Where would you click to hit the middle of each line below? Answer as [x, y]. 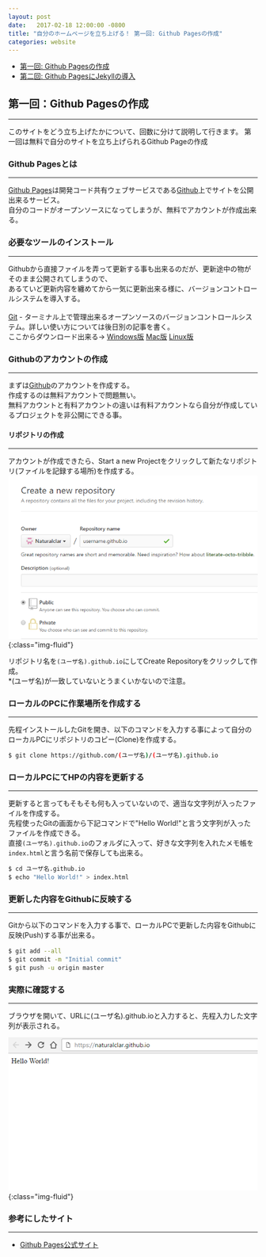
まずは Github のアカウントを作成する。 [71, 385]
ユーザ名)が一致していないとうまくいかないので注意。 [102, 681]
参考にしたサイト [41, 1219]
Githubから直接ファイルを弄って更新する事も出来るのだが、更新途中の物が [130, 269]
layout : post [30, 17]
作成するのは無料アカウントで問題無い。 [74, 395]
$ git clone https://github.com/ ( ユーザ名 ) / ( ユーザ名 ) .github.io [114, 756]
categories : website [42, 42]
